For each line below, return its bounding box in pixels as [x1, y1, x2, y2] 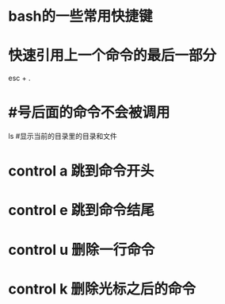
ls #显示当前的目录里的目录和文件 [8, 132, 117, 141]
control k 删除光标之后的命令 [8, 279, 196, 298]
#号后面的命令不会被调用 [8, 104, 170, 121]
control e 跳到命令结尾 [8, 202, 154, 219]
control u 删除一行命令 [8, 241, 155, 259]
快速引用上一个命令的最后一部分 [8, 47, 217, 64]
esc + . [8, 73, 31, 83]
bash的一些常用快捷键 [8, 7, 153, 25]
